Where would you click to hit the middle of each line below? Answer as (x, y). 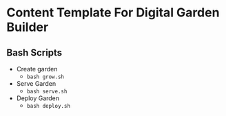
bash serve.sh (47, 91)
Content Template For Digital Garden (113, 13)
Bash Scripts (34, 53)
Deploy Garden (38, 98)
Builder (28, 27)
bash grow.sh (45, 77)
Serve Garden (36, 83)
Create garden (37, 69)
